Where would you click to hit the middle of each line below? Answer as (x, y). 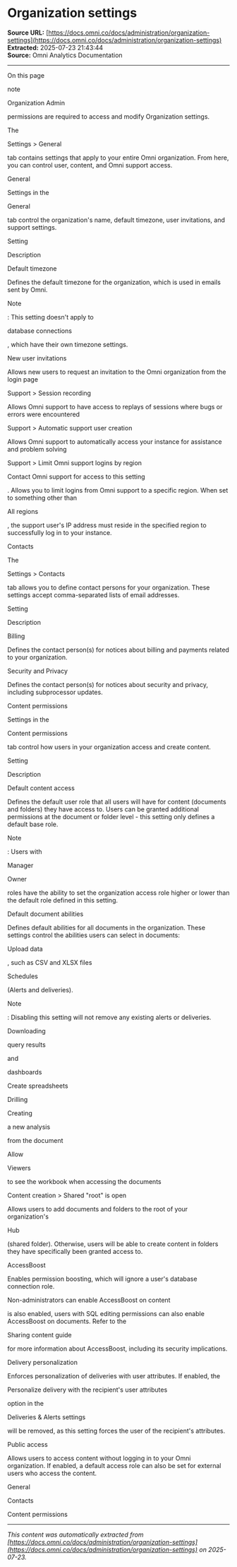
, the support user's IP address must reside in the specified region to (107, 525)
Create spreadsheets (38, 1086)
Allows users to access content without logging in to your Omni (99, 1458)
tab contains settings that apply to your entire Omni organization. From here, (118, 158)
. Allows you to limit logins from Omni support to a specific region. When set (118, 490)
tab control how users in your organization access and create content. (109, 746)
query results (26, 1045)
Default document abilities (45, 914)
